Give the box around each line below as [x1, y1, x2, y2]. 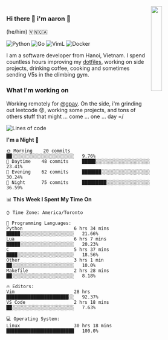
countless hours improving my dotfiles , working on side [6, 58, 144, 66]
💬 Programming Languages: [6, 220, 71, 226]
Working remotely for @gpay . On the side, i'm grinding [6, 99, 142, 107]
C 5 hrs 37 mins [6, 247, 110, 253]
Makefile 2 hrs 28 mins [6, 268, 110, 274]
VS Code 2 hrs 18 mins [6, 299, 110, 305]
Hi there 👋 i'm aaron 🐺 [6, 14, 71, 23]
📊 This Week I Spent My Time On [6, 195, 92, 203]
